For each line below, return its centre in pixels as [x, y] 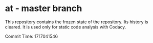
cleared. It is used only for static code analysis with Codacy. [66, 27]
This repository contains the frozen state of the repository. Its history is [76, 22]
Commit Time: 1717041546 [32, 36]
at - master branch [44, 8]
